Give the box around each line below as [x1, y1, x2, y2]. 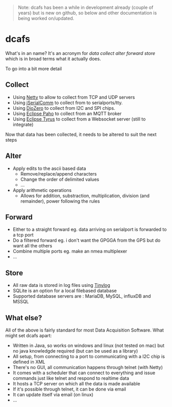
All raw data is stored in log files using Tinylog [12, 282, 110, 288]
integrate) [12, 121, 34, 127]
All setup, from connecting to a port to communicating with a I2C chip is [12, 354, 165, 359]
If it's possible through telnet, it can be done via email [12, 386, 126, 392]
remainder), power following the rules [20, 198, 100, 204]
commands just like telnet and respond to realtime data [12, 375, 129, 381]
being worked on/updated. [17, 15, 74, 21]
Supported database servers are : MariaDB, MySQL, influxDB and [12, 293, 151, 299]
